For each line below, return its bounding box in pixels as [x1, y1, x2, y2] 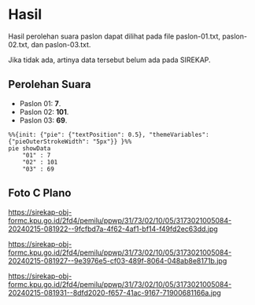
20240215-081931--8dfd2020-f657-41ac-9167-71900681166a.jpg [8, 288, 222, 297]
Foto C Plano [8, 186, 72, 200]
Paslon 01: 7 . [19, 98, 61, 108]
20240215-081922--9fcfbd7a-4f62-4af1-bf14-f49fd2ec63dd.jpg [8, 224, 218, 233]
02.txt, [8, 39, 30, 49]
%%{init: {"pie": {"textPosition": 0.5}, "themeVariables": [8, 130, 210, 138]
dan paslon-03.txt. [31, 39, 91, 49]
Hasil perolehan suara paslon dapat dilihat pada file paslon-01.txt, [8, 31, 221, 41]
